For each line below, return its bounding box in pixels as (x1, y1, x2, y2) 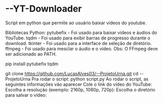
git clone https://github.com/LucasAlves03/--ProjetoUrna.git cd (5, 70, 139, 76)
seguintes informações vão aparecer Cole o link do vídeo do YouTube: (5, 81, 152, 87)
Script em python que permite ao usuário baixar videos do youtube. (5, 20, 147, 26)
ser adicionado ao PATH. (5, 51, 57, 57)
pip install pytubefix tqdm (5, 61, 58, 67)
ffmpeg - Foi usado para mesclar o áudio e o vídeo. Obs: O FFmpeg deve (5, 45, 158, 51)
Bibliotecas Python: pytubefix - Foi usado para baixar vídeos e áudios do (5, 29, 157, 35)
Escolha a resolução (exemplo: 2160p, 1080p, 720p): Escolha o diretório (5, 86, 156, 92)
